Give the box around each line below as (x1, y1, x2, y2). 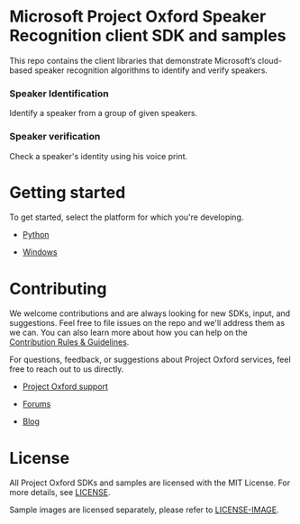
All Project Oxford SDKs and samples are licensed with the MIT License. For (9, 477, 291, 488)
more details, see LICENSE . (9, 487, 111, 498)
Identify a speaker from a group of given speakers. (9, 108, 198, 119)
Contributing (9, 278, 107, 299)
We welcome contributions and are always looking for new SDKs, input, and (9, 308, 291, 319)
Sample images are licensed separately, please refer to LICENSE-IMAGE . (9, 504, 279, 515)
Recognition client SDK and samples (9, 25, 286, 46)
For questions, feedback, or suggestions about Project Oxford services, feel (9, 354, 291, 366)
